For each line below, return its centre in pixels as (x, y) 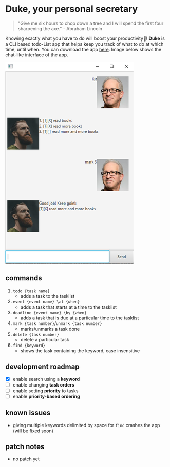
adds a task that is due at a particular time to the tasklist (80, 318)
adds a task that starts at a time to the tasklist (69, 307)
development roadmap (42, 367)
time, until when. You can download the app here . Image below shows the (83, 49)
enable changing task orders (43, 384)
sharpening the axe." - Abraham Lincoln (60, 28)
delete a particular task (45, 339)
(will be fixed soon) (33, 431)
